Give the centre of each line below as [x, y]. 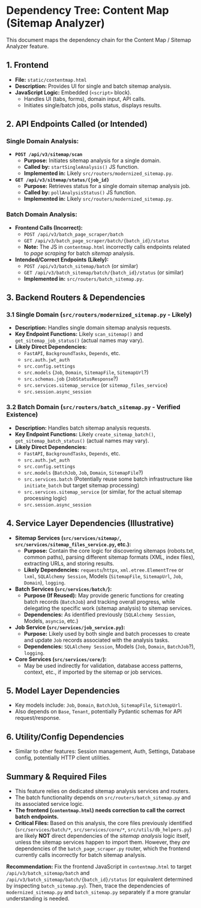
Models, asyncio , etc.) [51, 621]
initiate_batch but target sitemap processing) [82, 485]
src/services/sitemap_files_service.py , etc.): [73, 544]
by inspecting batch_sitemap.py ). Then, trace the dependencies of [88, 885]
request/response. [38, 718]
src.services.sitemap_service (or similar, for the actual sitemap [103, 492]
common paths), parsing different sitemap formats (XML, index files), [109, 557]
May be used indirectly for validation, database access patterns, [103, 665]
